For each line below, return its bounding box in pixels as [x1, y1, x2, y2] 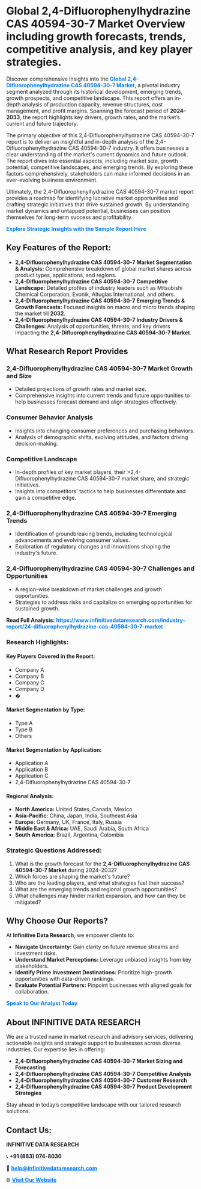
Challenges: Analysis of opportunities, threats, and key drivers [14, 322, 170, 330]
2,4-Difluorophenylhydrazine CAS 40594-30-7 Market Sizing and [14, 1057, 183, 1065]
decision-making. [14, 440, 58, 447]
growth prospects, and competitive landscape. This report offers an [6, 94, 173, 102]
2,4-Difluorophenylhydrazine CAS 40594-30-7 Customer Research [14, 1077, 187, 1084]
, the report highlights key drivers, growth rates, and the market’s [20, 113, 180, 121]
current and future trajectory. [6, 120, 78, 127]
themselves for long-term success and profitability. [6, 214, 133, 221]
